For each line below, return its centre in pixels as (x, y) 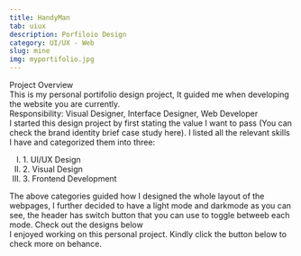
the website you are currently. (64, 104)
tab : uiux (28, 26)
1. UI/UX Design (51, 159)
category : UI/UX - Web (52, 43)
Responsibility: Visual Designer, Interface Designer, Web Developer (134, 114)
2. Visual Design (53, 169)
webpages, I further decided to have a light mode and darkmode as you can (150, 206)
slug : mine (30, 51)
